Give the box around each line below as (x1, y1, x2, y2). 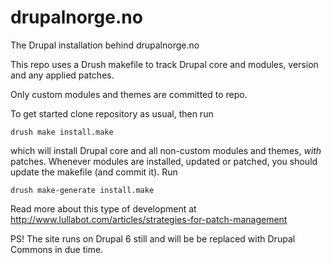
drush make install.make (10, 127, 114, 137)
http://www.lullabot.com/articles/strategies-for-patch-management (10, 213, 288, 225)
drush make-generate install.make (10, 185, 155, 195)
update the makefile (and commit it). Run (10, 166, 178, 178)
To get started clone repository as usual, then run (10, 107, 214, 120)
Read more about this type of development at (10, 202, 197, 215)
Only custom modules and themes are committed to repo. (10, 88, 248, 100)
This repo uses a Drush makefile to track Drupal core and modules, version (10, 58, 319, 70)
